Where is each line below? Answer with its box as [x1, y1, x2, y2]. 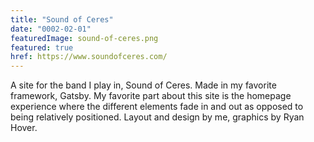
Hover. [10, 122, 38, 134]
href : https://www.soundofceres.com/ [10, 52, 168, 62]
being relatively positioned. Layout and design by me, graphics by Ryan [10, 111, 305, 123]
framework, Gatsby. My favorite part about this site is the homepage [10, 90, 292, 102]
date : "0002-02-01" [10, 24, 92, 34]
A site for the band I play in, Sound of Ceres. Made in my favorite [10, 79, 277, 91]
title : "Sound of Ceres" [10, 14, 114, 25]
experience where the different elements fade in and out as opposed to [10, 101, 304, 113]
